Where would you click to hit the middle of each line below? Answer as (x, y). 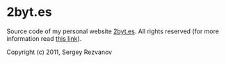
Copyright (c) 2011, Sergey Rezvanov (59, 52)
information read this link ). (44, 38)
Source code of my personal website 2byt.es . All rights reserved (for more (113, 31)
